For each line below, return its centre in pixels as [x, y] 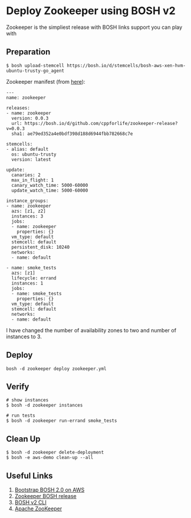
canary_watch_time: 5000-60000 [50, 185]
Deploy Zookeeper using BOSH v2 [91, 11]
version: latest [31, 159]
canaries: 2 [26, 175]
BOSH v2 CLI [31, 502]
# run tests [21, 416]
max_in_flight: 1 [33, 180]
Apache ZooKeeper [38, 509]
